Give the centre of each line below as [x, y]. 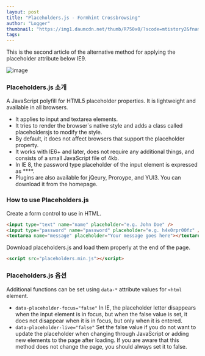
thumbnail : [20, 29]
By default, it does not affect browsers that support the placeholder [100, 139]
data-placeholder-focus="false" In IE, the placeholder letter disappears [106, 307]
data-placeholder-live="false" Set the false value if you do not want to [106, 327]
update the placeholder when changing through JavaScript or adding [102, 333]
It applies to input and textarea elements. [67, 119]
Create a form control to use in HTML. [54, 213]
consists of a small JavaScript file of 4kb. [67, 158]
